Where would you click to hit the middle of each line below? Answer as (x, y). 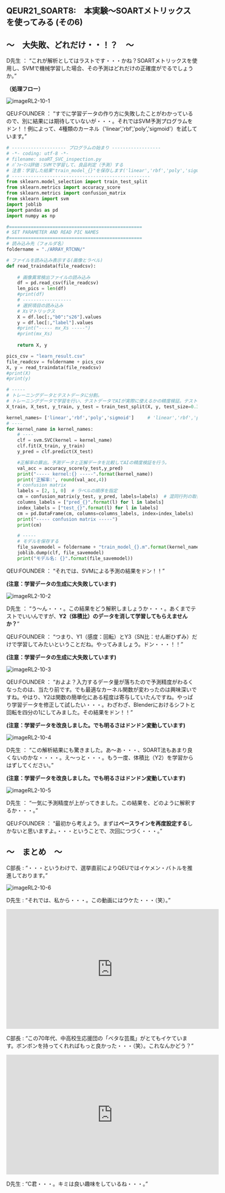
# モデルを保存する (38, 541)
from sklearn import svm (38, 199)
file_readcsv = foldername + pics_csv (55, 362)
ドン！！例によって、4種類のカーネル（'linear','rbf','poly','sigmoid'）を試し (99, 129)
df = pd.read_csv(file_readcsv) (58, 283)
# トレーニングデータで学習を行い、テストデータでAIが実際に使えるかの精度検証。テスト (102, 401)
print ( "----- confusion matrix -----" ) (68, 519)
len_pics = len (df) (42, 289)
